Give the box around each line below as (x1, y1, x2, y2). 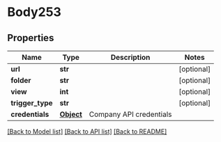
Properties (7, 32, 54, 44)
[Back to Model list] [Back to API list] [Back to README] (7, 127, 167, 136)
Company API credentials (89, 109, 172, 119)
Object (59, 109, 82, 119)
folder (10, 76, 31, 85)
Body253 (7, 4, 61, 20)
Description (110, 53, 151, 62)
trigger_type (10, 98, 54, 108)
